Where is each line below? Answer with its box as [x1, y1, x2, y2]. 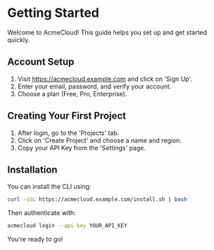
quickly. [7, 35, 30, 44]
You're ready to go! [7, 235, 63, 244]
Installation [7, 164, 58, 176]
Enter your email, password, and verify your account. [17, 82, 172, 91]
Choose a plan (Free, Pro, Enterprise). [17, 89, 127, 98]
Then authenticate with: [7, 209, 76, 217]
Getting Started [7, 5, 100, 21]
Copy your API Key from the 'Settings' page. [17, 143, 146, 152]
